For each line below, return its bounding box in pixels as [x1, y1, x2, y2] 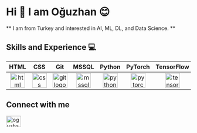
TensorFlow [155, 63, 189, 71]
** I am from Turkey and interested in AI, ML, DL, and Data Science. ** [6, 25, 176, 32]
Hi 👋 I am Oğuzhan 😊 [6, 5, 110, 19]
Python [99, 63, 121, 71]
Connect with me [6, 100, 70, 110]
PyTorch [125, 63, 151, 71]
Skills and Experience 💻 [6, 42, 97, 52]
